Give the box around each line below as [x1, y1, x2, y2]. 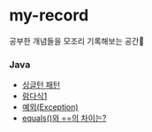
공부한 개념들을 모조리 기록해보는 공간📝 [9, 35, 144, 46]
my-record [9, 5, 89, 26]
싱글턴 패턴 [21, 80, 61, 90]
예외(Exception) [21, 102, 79, 113]
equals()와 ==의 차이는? [21, 113, 107, 124]
